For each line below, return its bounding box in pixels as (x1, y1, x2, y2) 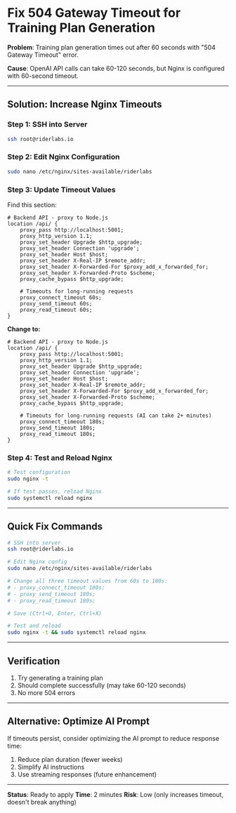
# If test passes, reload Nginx (7, 488, 102, 496)
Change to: (7, 324, 41, 333)
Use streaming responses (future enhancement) (17, 770, 157, 779)
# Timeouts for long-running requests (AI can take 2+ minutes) (20, 412, 212, 419)
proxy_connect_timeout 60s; (20, 293, 102, 301)
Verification (7, 655, 60, 667)
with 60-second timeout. (7, 72, 79, 80)
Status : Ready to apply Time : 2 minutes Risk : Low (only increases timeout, (7, 790, 224, 798)
